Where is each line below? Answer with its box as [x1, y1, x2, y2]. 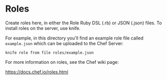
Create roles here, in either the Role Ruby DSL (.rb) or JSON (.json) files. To [5, 20, 162, 26]
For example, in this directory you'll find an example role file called [5, 35, 144, 41]
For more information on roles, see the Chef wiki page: [5, 59, 119, 65]
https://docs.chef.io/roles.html [5, 69, 68, 75]
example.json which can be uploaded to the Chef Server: [5, 40, 124, 46]
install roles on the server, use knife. [5, 25, 81, 31]
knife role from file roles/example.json [5, 50, 94, 55]
